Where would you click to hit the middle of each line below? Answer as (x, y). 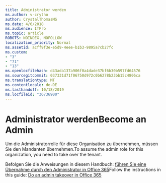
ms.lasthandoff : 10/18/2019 (35, 89)
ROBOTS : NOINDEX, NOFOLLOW (33, 38)
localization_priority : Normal (38, 43)
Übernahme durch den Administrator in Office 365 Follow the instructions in (83, 170)
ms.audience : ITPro (26, 29)
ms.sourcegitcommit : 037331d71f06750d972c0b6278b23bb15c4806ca (73, 76)
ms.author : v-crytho (27, 15)
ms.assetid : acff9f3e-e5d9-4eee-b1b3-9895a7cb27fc (59, 47)
